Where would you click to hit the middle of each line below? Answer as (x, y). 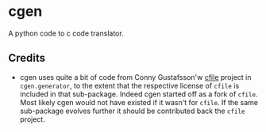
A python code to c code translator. (66, 33)
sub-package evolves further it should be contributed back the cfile (132, 111)
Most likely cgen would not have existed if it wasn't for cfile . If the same (139, 102)
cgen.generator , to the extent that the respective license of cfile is (129, 85)
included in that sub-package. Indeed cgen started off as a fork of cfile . (139, 94)
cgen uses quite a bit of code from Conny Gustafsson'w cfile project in (135, 77)
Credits (27, 58)
